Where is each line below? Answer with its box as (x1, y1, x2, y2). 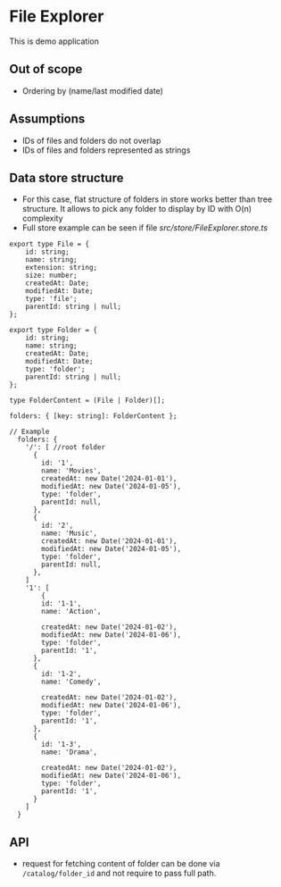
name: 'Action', (41, 607, 102, 616)
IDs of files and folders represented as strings (21, 145, 191, 155)
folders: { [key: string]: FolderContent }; (9, 412, 178, 421)
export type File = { (9, 239, 90, 249)
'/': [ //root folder (25, 443, 105, 452)
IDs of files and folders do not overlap (21, 135, 161, 146)
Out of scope (9, 62, 83, 77)
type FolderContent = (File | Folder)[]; (9, 396, 166, 406)
